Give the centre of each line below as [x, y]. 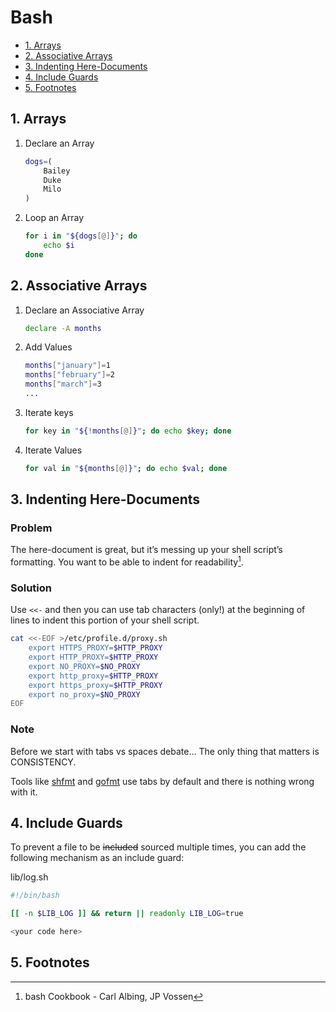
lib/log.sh [29, 877]
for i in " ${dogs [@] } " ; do [81, 236]
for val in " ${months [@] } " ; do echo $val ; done [126, 468]
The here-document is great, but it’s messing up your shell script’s [146, 550]
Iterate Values [53, 450]
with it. [24, 792]
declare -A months [63, 328]
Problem [31, 528]
